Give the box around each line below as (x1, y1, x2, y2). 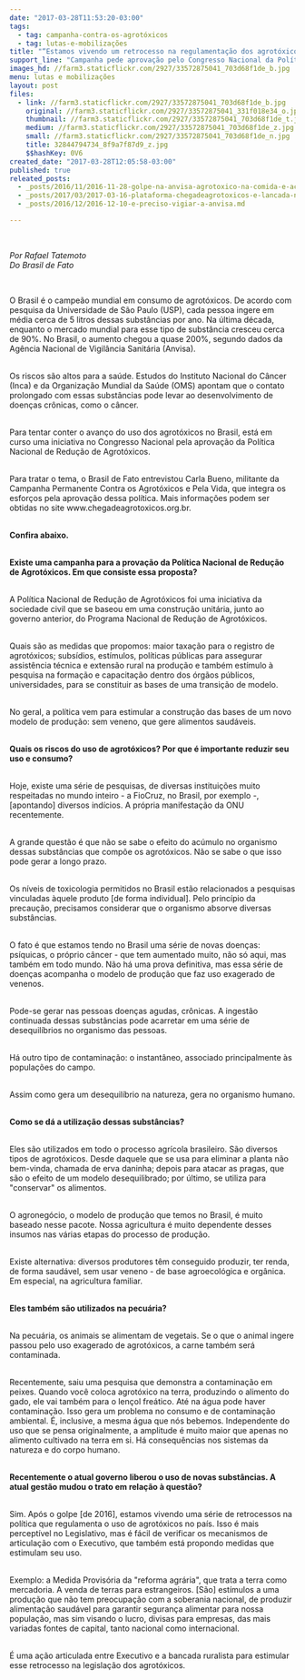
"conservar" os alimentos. (9, 1182, 107, 1192)
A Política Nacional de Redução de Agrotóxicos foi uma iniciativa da (9, 593, 262, 605)
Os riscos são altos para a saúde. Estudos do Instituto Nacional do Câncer (9, 370, 288, 381)
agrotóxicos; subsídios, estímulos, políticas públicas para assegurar (9, 649, 263, 660)
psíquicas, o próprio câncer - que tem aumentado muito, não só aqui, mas (9, 949, 287, 960)
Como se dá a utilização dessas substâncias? (9, 1116, 184, 1127)
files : (9, 89, 34, 98)
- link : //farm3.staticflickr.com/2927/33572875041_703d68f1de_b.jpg (17, 97, 286, 107)
